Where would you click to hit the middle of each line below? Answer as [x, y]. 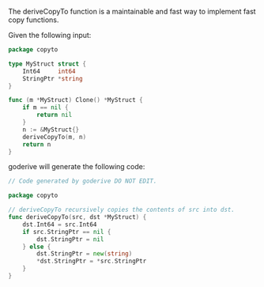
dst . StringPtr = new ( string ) [85, 254]
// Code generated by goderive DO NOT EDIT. [83, 181]
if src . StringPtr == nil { [67, 232]
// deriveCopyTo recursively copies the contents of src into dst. [122, 210]
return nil [55, 115]
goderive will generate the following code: [77, 167]
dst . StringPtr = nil [70, 239]
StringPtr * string [53, 78]
